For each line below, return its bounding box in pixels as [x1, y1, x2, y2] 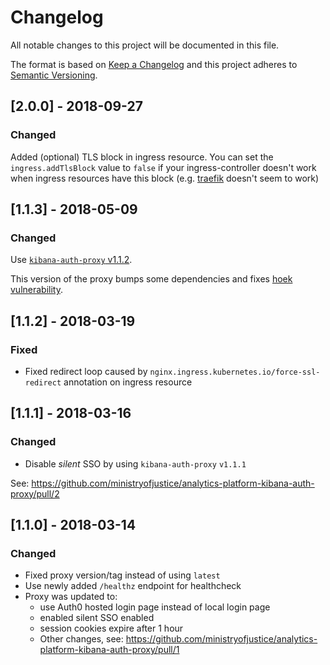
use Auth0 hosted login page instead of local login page [39, 601, 271, 613]
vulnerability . [10, 284, 63, 296]
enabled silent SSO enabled [39, 612, 155, 624]
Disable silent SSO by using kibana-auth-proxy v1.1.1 [24, 457, 247, 470]
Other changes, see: [39, 633, 124, 645]
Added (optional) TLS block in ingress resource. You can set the [10, 151, 274, 163]
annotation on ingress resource [63, 376, 193, 388]
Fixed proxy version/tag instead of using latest [24, 569, 221, 581]
